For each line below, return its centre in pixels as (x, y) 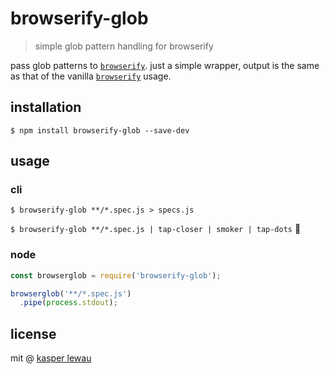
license (33, 333)
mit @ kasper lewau (51, 358)
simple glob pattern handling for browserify (124, 46)
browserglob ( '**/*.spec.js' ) (71, 293)
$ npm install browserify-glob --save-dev (100, 130)
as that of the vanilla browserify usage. (91, 76)
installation (46, 107)
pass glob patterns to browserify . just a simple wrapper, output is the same (165, 65)
